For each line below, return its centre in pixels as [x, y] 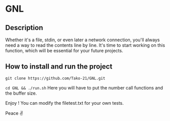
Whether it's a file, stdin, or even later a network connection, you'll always [82, 40]
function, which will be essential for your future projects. [64, 51]
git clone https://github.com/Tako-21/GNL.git [55, 78]
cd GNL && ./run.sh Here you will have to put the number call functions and [84, 87]
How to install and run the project [59, 67]
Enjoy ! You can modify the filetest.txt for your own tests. [65, 103]
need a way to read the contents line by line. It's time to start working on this [85, 45]
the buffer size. [21, 93]
